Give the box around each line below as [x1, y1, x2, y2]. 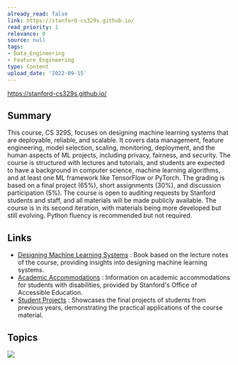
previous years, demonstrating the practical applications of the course [17, 303, 223, 312]
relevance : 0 [7, 30, 46, 38]
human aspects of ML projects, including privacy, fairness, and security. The [7, 151, 231, 159]
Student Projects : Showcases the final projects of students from [17, 296, 207, 305]
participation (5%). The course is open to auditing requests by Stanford [7, 189, 216, 197]
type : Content [7, 63, 50, 70]
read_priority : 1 [7, 23, 59, 30]
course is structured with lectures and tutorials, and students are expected [7, 159, 225, 167]
